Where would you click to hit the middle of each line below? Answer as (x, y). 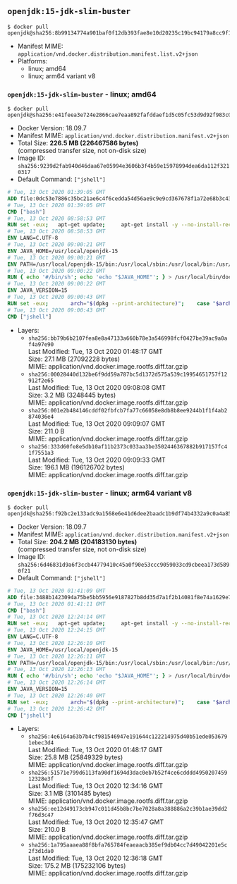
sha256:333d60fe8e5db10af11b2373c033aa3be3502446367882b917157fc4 (128, 447)
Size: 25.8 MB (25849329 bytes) (75, 757)
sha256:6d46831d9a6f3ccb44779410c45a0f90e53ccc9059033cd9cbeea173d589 (123, 565)
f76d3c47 (41, 815)
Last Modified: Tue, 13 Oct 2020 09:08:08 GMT (97, 387)
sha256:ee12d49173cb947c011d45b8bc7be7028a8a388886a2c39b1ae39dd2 (128, 809)
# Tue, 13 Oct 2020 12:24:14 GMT (56, 617)
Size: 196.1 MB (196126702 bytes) (76, 467)
